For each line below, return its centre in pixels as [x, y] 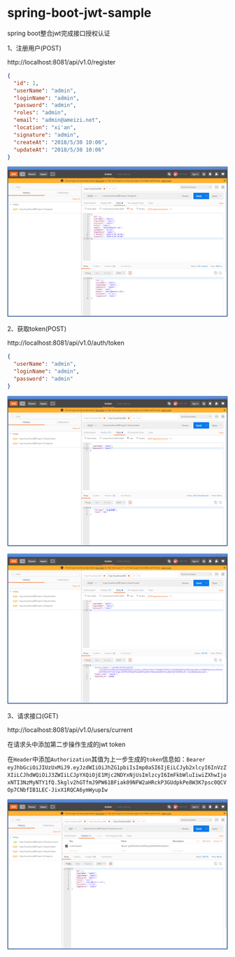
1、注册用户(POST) [34, 48]
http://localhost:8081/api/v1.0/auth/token [66, 343]
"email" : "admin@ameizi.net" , [57, 121]
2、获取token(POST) [37, 329]
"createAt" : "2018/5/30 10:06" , [61, 142]
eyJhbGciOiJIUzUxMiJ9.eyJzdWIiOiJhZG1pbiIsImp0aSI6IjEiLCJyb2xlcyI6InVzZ [117, 767]
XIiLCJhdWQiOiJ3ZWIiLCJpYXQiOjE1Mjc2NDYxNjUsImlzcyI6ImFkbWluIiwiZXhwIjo [117, 775]
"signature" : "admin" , [47, 135]
